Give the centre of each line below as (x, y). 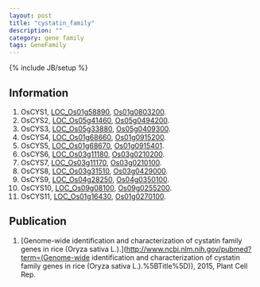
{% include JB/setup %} (49, 68)
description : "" (36, 30)
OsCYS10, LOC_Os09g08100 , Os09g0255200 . (96, 188)
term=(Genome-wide (55, 257)
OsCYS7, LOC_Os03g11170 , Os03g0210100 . (91, 162)
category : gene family (47, 38)
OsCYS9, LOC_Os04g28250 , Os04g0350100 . (95, 179)
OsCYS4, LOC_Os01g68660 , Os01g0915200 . (93, 137)
